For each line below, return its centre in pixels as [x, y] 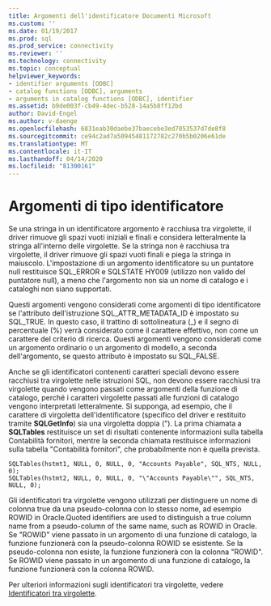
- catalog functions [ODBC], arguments [76, 91]
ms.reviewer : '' [36, 53]
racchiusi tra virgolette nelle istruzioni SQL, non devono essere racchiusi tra [134, 380]
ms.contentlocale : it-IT [50, 151]
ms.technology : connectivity [57, 61]
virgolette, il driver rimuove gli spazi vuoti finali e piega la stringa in [120, 255]
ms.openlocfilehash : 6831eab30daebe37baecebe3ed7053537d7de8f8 [117, 129]
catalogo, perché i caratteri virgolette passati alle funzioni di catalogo [124, 398]
